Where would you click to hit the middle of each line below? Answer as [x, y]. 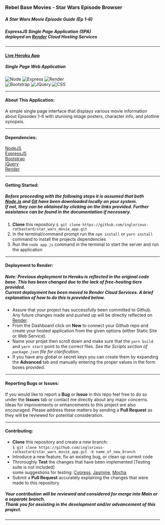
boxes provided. [28, 367]
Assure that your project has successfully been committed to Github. [82, 310]
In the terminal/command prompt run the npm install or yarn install [82, 234]
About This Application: [30, 100]
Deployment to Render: [29, 265]
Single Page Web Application [36, 67]
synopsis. [15, 121]
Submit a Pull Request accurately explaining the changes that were [80, 477]
